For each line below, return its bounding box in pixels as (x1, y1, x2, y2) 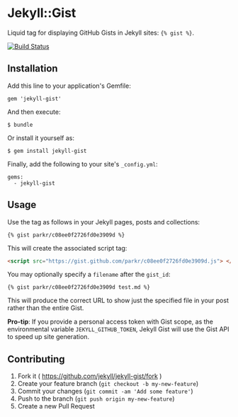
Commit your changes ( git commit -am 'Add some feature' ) (17, 387, 193, 396)
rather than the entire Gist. (7, 304, 84, 312)
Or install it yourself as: (7, 133, 74, 142)
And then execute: (7, 108, 61, 116)
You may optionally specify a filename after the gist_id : (7, 270, 171, 279)
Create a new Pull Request (17, 402, 96, 411)
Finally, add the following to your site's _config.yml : (7, 159, 158, 168)
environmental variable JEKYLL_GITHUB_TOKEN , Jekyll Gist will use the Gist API (7, 325, 229, 333)
